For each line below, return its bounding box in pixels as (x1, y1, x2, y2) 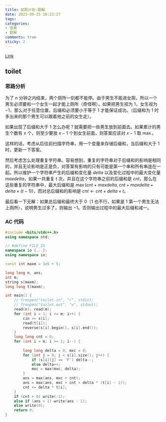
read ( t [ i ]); (23, 320, 48, 326)
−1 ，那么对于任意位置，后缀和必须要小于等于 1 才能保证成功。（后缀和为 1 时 (5, 107, 159, 114)
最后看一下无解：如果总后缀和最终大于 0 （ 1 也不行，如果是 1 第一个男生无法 (5, 198, 159, 205)
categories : (5, 21, 30, 26)
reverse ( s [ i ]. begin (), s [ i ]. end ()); (23, 325, 98, 330)
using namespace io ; (5, 253, 48, 258)
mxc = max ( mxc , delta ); (31, 366, 81, 372)
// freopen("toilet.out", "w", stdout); (14, 302, 98, 307)
